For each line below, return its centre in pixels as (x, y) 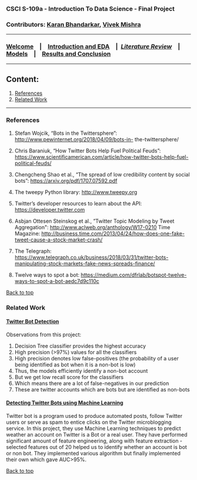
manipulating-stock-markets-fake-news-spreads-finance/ (85, 263)
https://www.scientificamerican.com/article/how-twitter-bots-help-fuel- (101, 156)
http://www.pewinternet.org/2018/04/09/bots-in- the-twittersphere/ (96, 139)
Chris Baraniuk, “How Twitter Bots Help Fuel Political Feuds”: (88, 151)
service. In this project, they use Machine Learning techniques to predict (94, 428)
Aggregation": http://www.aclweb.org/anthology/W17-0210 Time (92, 227)
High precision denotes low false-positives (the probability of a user (96, 358)
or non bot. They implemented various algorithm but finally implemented (93, 453)
